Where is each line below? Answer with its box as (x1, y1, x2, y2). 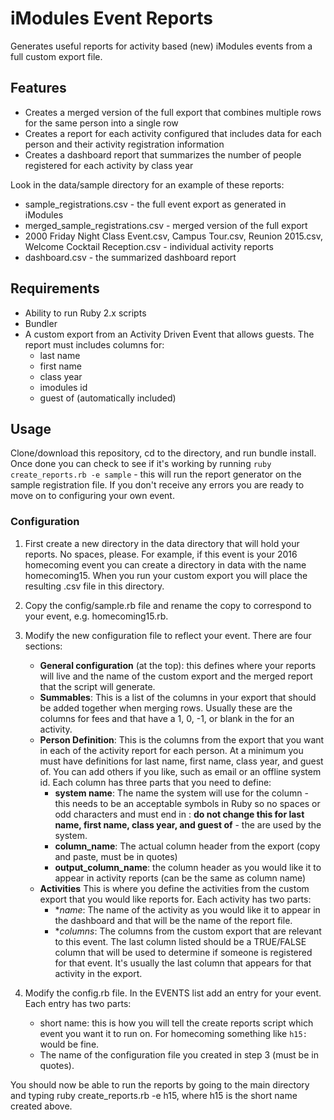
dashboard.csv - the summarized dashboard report (24, 251, 237, 263)
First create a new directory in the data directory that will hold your (24, 537, 300, 549)
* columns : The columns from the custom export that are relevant (54, 925, 322, 937)
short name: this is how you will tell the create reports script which (39, 1017, 314, 1029)
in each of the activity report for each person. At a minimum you (39, 744, 304, 756)
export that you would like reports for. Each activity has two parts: (39, 893, 312, 905)
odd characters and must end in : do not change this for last (54, 808, 305, 820)
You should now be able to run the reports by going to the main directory (10, 1078, 310, 1091)
